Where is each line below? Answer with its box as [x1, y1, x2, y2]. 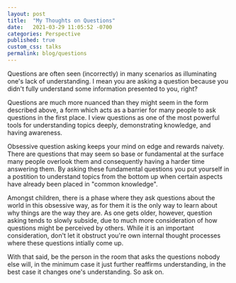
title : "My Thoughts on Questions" [7, 17, 116, 24]
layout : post [7, 10, 46, 18]
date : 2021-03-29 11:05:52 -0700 [7, 23, 113, 30]
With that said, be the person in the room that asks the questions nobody [7, 253, 220, 261]
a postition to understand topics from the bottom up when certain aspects [7, 172, 223, 181]
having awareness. [7, 128, 62, 137]
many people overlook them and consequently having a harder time [7, 157, 205, 165]
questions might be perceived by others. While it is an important [7, 223, 194, 232]
